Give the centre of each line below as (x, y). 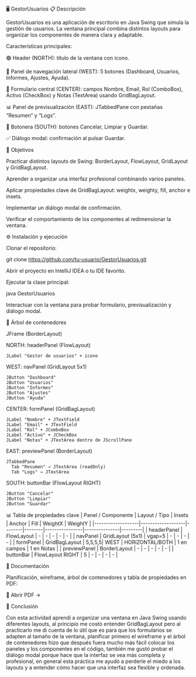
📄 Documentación (28, 566)
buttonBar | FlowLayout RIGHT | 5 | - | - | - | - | (62, 554)
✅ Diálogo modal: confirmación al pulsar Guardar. (66, 138)
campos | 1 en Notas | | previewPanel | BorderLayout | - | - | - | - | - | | (90, 548)
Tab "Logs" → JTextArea (40, 472)
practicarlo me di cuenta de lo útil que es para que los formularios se (89, 630)
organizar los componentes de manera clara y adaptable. (75, 35)
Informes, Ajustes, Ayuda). (38, 78)
